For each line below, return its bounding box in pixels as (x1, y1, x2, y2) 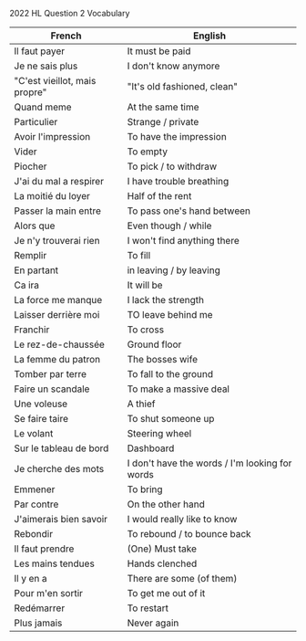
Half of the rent (127, 190, 192, 202)
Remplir (14, 249, 47, 261)
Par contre (14, 498, 59, 510)
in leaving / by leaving (127, 264, 220, 277)
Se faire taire (14, 413, 69, 425)
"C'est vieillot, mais (14, 75, 97, 87)
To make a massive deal (127, 383, 230, 395)
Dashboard (127, 442, 175, 455)
